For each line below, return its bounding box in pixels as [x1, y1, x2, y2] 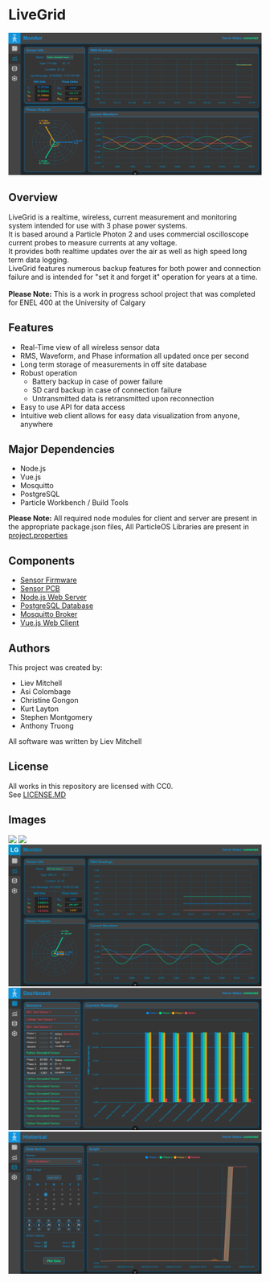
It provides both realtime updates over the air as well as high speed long [8, 246, 247, 256]
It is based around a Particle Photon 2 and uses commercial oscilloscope [8, 229, 249, 239]
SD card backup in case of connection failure [31, 384, 182, 395]
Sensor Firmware [19, 575, 78, 585]
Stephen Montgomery [19, 713, 93, 721]
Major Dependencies [8, 442, 115, 456]
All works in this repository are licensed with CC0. [8, 781, 174, 791]
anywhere [19, 419, 54, 429]
